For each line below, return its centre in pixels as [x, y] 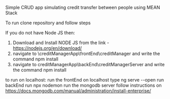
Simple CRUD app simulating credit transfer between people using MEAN [83, 7]
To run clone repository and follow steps [48, 23]
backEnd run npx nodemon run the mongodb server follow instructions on [83, 85]
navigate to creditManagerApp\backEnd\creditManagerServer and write [89, 64]
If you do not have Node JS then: [40, 33]
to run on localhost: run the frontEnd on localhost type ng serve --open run [85, 80]
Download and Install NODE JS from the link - [61, 43]
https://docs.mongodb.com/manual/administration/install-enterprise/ [78, 91]
